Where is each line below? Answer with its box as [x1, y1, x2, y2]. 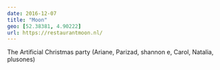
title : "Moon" [7, 16, 48, 23]
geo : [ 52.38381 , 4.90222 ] [7, 23, 81, 30]
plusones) [7, 56, 36, 64]
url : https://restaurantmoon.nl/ [7, 29, 103, 36]
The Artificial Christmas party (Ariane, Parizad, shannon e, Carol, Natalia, [7, 48, 214, 56]
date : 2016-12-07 [7, 10, 57, 17]
